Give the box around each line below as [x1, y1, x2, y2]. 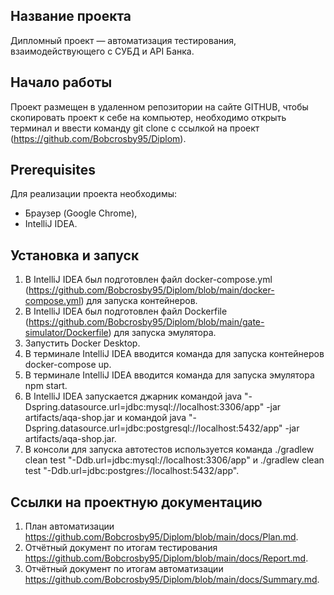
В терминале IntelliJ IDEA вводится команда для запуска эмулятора [24, 369, 315, 381]
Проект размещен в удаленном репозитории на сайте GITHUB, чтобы [10, 100, 309, 113]
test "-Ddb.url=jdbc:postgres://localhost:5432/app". [24, 465, 240, 477]
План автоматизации [24, 520, 115, 533]
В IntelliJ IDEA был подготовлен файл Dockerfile [24, 305, 228, 318]
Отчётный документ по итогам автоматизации [24, 563, 224, 575]
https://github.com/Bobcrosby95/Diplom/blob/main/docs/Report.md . [24, 552, 309, 564]
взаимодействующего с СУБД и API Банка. [10, 45, 195, 57]
